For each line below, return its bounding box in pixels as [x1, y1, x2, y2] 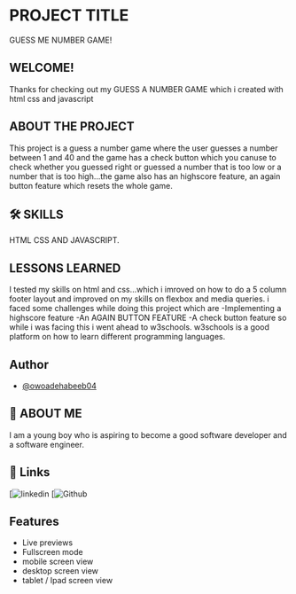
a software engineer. [9, 439, 84, 449]
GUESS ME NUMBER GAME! [9, 35, 113, 45]
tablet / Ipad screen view [21, 575, 113, 586]
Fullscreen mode [21, 547, 84, 558]
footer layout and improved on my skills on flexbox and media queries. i [9, 293, 269, 304]
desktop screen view [21, 566, 99, 576]
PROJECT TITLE [9, 5, 129, 26]
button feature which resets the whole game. [9, 180, 173, 191]
